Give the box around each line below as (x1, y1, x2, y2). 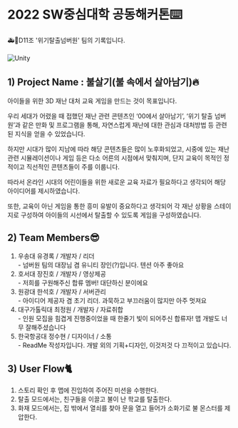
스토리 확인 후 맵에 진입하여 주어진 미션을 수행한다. (17, 386, 159, 394)
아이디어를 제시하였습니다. (7, 186, 81, 195)
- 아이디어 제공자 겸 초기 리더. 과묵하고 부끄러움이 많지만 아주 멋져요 (17, 296, 207, 305)
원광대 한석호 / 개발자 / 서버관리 (17, 287, 107, 296)
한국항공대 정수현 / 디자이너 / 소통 (17, 332, 112, 340)
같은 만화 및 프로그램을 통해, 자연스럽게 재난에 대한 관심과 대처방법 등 (22, 121, 214, 129)
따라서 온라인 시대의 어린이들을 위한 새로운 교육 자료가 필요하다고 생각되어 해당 (7, 178, 227, 186)
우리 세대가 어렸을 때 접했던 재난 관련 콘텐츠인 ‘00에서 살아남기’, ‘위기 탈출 (7, 111, 213, 120)
